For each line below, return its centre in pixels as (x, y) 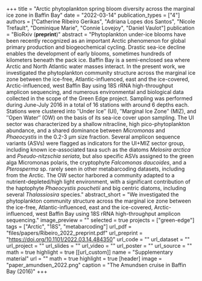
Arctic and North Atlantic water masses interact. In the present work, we (96, 66)
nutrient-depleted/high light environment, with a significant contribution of (99, 182)
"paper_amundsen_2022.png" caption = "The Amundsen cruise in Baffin (96, 265)
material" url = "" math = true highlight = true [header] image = (84, 258)
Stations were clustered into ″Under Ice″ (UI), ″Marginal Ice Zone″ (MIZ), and (101, 111)
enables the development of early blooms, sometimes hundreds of (89, 53)
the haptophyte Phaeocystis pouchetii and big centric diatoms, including (96, 188)
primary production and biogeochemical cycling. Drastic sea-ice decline (96, 47)
